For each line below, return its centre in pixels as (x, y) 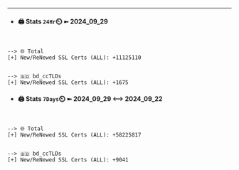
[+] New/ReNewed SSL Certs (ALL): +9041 (68, 160)
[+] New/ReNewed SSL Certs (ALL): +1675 (68, 83)
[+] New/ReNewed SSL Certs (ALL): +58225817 (74, 135)
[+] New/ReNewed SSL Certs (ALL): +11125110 (74, 58)
